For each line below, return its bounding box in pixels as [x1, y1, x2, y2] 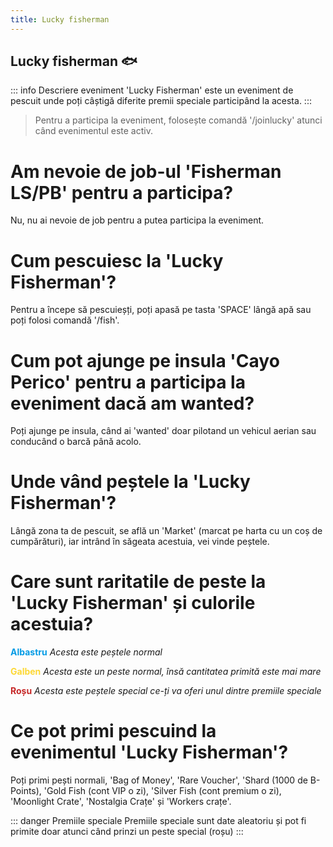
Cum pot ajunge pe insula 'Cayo [10, 349, 280, 372]
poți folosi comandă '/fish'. [10, 314, 120, 326]
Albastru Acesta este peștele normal [10, 646, 163, 658]
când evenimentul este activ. [34, 125, 153, 137]
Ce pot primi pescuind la [10, 720, 217, 743]
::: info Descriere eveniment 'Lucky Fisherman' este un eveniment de [10, 84, 294, 96]
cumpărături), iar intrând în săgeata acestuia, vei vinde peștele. [10, 536, 270, 548]
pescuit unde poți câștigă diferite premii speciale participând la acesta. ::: [10, 95, 312, 107]
